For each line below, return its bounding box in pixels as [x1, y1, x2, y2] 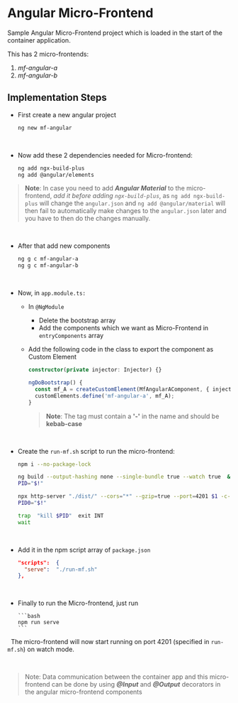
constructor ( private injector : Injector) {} [28, 366, 162, 374]
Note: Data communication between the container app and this [24, 672, 208, 681]
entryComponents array [38, 332, 104, 340]
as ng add [162, 192, 191, 200]
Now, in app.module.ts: [17, 289, 86, 298]
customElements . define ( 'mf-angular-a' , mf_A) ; [34, 392, 175, 399]
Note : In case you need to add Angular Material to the [24, 184, 186, 192]
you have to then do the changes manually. [24, 214, 151, 223]
